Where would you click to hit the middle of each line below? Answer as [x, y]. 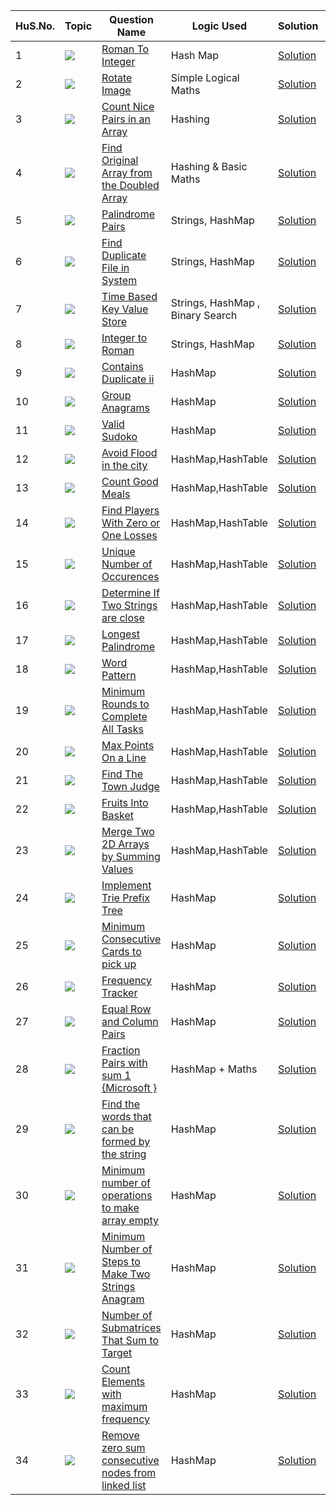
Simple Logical [205, 77]
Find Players [130, 510]
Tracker [119, 992]
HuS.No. [35, 26]
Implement [126, 885]
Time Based [129, 296]
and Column [130, 1021]
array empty [130, 1220]
